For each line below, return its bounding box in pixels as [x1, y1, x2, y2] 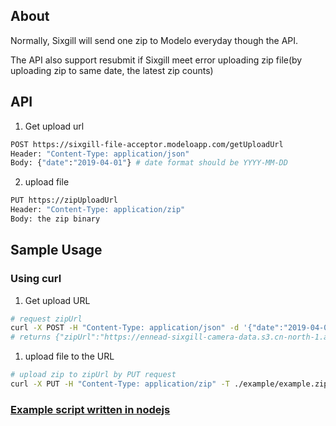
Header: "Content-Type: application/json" [10, 149, 190, 159]
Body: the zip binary [10, 214, 101, 224]
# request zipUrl [10, 314, 83, 324]
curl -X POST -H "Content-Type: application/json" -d [10, 323, 240, 333]
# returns [10, 332, 52, 343]
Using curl [10, 272, 62, 286]
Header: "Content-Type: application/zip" [10, 205, 186, 215]
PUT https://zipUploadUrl [10, 195, 118, 206]
